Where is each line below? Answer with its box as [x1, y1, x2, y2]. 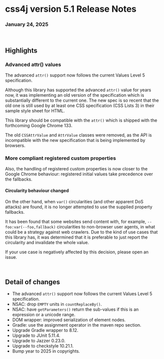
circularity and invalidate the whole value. [5, 239, 89, 245]
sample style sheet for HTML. [5, 108, 65, 114]
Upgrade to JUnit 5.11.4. [12, 332, 60, 338]
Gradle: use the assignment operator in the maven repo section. [12, 322, 141, 328]
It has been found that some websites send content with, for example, [5, 219, 146, 224]
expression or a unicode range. [12, 312, 76, 318]
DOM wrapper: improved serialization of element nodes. [12, 317, 126, 323]
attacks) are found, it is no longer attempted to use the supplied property [5, 204, 153, 210]
